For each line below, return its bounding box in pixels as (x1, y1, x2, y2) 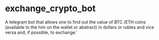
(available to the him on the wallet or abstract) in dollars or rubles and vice (5, 24, 155, 30)
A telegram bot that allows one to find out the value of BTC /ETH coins (5, 19, 146, 25)
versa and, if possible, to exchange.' (5, 29, 78, 35)
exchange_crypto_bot (5, 3, 96, 14)
